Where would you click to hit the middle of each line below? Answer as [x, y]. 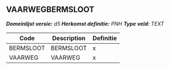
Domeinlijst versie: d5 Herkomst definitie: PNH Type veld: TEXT [85, 23]
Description [69, 38]
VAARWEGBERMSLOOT [50, 10]
